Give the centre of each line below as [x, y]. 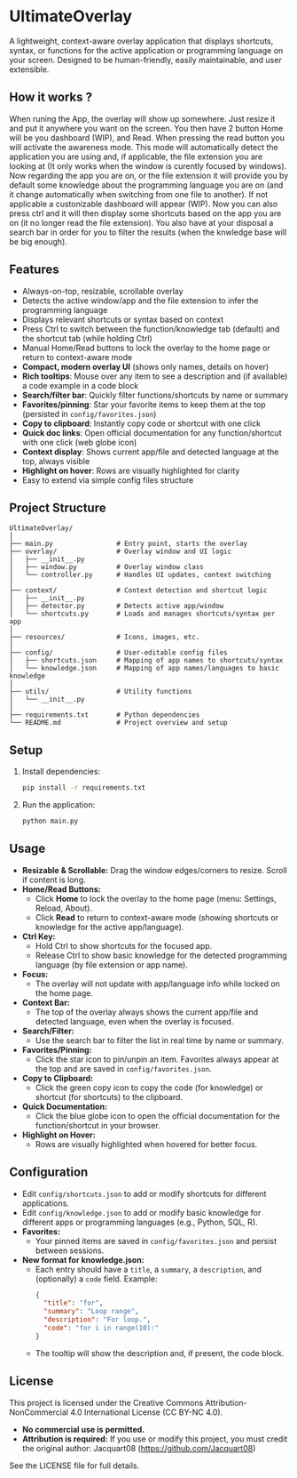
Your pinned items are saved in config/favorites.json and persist [156, 1241]
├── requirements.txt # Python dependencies [105, 715]
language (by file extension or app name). [111, 964]
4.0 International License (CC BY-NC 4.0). [147, 1412]
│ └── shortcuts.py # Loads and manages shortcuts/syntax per [142, 614]
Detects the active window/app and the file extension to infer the [140, 301]
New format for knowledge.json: [83, 1259]
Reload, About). [64, 908]
